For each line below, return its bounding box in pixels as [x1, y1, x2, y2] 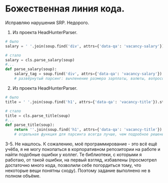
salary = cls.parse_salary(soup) [5, 57, 75, 63]
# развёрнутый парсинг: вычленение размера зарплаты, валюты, [14, 76, 146, 81]
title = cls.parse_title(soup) [5, 113, 70, 118]
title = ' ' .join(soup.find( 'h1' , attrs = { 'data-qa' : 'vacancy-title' [5, 99, 153, 104]
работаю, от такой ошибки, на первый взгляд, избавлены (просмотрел [5, 156, 157, 163]
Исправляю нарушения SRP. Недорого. [5, 20, 89, 26]
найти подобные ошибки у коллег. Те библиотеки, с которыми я [5, 151, 142, 157]
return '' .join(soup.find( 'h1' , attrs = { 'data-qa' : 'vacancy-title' [14, 127, 157, 132]
